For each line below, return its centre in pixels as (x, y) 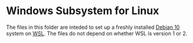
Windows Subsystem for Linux (83, 11)
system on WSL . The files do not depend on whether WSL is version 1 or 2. (97, 33)
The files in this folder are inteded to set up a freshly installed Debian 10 (93, 27)
